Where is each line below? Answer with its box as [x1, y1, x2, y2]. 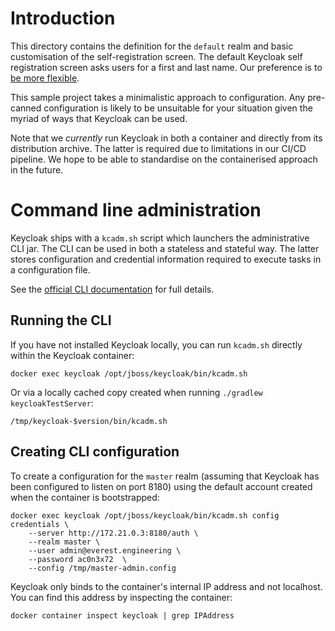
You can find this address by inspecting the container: [10, 591, 233, 603]
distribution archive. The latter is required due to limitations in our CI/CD [10, 142, 307, 154]
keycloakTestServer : [10, 397, 94, 409]
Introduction [10, 7, 116, 30]
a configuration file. [10, 263, 91, 276]
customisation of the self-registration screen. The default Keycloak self [10, 50, 303, 62]
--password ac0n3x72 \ [28, 554, 128, 564]
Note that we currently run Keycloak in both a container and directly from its [10, 132, 323, 144]
